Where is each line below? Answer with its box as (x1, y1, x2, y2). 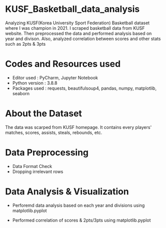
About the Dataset (5, 108, 82, 119)
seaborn (12, 90, 30, 96)
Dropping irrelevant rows (12, 169, 64, 174)
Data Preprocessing (5, 147, 89, 158)
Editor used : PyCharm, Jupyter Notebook (12, 74, 98, 80)
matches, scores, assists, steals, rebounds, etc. (5, 129, 102, 135)
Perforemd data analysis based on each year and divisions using (12, 202, 145, 208)
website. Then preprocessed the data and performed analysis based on (5, 30, 152, 36)
